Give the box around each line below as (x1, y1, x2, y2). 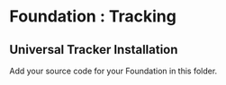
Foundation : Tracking (9, 6, 177, 27)
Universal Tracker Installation (9, 42, 178, 57)
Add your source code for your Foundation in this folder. (9, 65, 218, 76)
